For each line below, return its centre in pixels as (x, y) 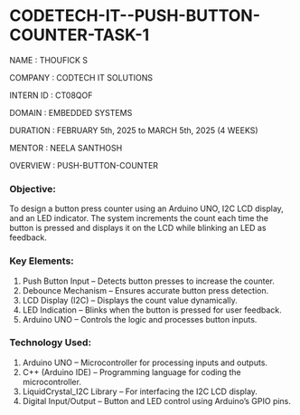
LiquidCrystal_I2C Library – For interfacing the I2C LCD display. (140, 391)
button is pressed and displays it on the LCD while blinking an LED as (138, 228)
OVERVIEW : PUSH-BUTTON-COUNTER (84, 165)
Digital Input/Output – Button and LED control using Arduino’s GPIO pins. (157, 401)
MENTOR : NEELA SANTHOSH (66, 148)
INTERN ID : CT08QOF (51, 95)
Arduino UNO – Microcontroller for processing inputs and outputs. (145, 362)
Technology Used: (51, 343)
